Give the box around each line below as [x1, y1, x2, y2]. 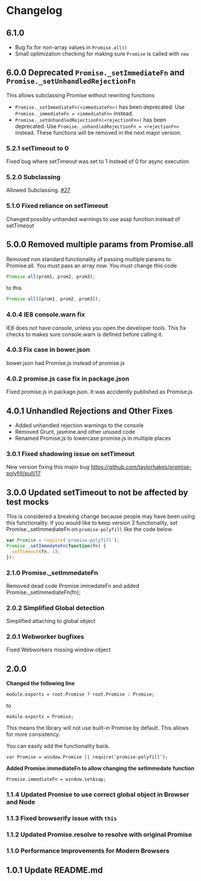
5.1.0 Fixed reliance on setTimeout [6, 202, 108, 210]
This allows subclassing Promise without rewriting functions [6, 91, 155, 98]
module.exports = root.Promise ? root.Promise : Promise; [6, 691, 155, 698]
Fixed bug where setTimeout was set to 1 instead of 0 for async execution [6, 158, 190, 165]
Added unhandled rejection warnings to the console [14, 421, 144, 429]
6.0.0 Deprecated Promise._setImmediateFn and [6, 68, 185, 78]
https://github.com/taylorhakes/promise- [90, 463, 192, 471]
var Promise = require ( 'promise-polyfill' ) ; [6, 537, 120, 544]
